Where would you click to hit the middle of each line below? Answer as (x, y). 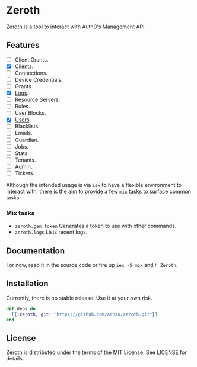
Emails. (23, 133)
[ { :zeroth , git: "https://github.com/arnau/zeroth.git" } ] (85, 314)
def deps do (21, 308)
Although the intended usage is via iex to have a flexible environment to (94, 185)
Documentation (36, 251)
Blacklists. (27, 126)
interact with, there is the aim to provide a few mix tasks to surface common (99, 191)
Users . (23, 120)
